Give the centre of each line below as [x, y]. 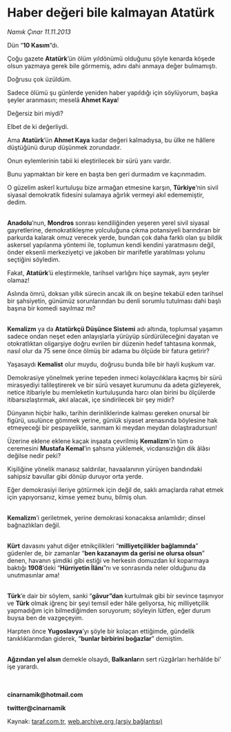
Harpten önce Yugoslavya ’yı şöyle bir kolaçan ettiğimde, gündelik [101, 631]
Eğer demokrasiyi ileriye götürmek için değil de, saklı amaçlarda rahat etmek [115, 489]
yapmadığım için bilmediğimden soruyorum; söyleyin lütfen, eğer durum [109, 610]
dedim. [17, 202]
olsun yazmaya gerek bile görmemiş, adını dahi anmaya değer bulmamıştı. [112, 66]
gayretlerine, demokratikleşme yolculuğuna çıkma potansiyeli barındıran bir [114, 230]
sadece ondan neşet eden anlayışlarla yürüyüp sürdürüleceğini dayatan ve [113, 336]
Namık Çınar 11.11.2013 [39, 32]
